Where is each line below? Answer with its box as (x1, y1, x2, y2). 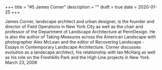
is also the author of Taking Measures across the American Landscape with (5, 34, 156, 40)
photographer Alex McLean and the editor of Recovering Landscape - (5, 39, 145, 45)
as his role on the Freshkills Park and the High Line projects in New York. (5, 55, 151, 60)
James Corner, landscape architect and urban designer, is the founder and (5, 19, 155, 24)
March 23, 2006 (5, 60, 37, 65)
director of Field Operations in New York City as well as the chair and (5, 24, 144, 29)
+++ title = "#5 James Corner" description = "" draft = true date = (5, 4, 137, 10)
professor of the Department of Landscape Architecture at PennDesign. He (5, 29, 156, 34)
